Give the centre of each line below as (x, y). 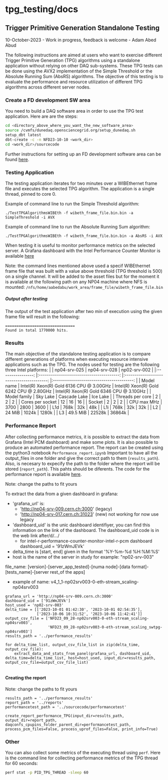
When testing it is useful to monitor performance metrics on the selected (80, 245)
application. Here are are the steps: (42, 116)
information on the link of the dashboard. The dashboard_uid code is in (86, 530)
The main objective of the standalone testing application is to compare (78, 354)
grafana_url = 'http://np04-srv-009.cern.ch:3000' (59, 596)
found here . (17, 159)
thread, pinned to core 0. (31, 194)
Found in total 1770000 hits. (37, 330)
